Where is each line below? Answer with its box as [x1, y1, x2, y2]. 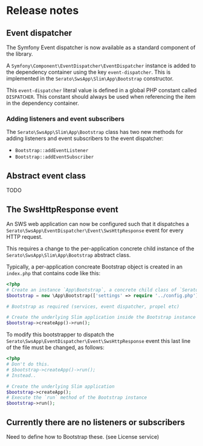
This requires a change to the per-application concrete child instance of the [6, 245, 195, 252]
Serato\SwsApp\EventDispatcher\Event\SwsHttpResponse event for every [6, 227, 184, 234]
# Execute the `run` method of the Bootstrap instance [6, 394, 147, 401]
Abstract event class [6, 170, 86, 181]
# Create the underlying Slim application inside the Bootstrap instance [6, 315, 196, 321]
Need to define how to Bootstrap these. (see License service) [6, 433, 159, 440]
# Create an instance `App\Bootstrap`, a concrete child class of [6, 287, 177, 293]
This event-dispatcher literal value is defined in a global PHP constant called [6, 87, 197, 94]
